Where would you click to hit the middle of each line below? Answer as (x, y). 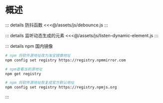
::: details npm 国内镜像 (29, 46)
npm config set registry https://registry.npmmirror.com (66, 60)
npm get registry (23, 74)
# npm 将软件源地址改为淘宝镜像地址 (38, 55)
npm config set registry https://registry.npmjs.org (61, 88)
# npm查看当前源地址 (24, 69)
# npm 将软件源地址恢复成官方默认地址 (40, 83)
